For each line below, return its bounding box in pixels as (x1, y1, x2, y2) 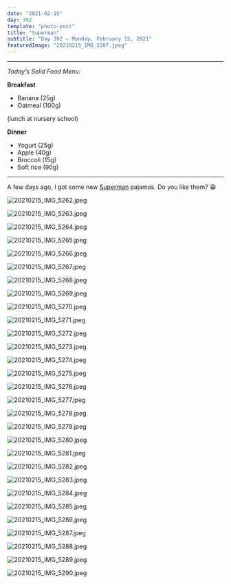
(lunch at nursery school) (7, 115, 79, 122)
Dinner (7, 128, 27, 136)
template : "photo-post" (7, 23, 76, 30)
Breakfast (7, 80, 36, 89)
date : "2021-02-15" (7, 10, 63, 17)
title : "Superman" (7, 29, 60, 36)
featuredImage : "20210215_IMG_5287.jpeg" (7, 42, 128, 49)
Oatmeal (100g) (16, 101, 61, 109)
